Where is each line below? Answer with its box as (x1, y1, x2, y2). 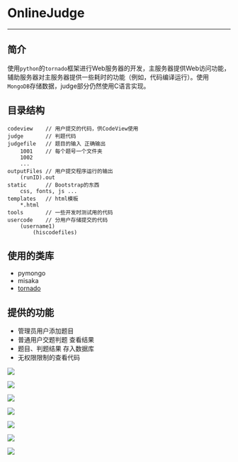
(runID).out (20, 174, 55, 181)
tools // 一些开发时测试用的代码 (7, 209, 113, 216)
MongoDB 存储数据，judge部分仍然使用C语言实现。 (7, 82, 150, 90)
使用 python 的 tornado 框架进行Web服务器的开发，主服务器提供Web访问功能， (7, 64, 230, 72)
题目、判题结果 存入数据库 (17, 344, 94, 353)
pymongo (17, 269, 46, 277)
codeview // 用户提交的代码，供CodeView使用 (7, 125, 139, 132)
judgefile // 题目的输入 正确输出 (7, 140, 106, 147)
